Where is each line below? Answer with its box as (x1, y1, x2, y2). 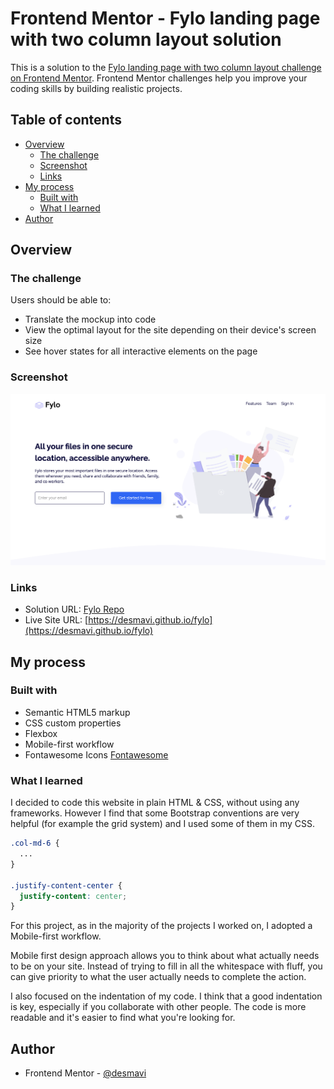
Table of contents (10, 112, 122, 129)
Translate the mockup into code (24, 313, 157, 326)
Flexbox (24, 727, 58, 739)
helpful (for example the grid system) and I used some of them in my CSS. (10, 818, 316, 830)
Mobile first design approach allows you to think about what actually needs (10, 950, 320, 962)
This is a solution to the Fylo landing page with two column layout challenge (10, 61, 322, 73)
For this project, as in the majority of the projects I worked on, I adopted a (10, 920, 313, 932)
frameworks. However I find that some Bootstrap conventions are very (10, 807, 300, 819)
